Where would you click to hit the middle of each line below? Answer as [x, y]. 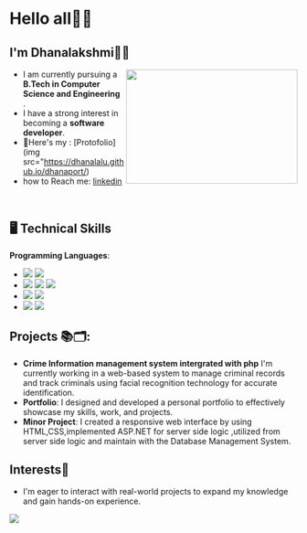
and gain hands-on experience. [82, 501]
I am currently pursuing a [70, 74]
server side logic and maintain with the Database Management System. [157, 441]
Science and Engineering [71, 94]
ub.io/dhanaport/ [54, 171]
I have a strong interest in [70, 113]
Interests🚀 [40, 470]
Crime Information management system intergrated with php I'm [148, 363]
